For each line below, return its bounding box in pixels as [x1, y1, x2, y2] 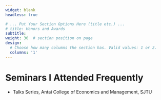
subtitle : [5, 31, 27, 36]
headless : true [5, 12, 38, 17]
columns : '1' [10, 49, 38, 55]
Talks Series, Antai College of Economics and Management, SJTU [12, 89, 152, 95]
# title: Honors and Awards [5, 26, 66, 31]
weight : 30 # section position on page [5, 36, 93, 41]
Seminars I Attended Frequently [5, 72, 144, 83]
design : [5, 40, 22, 46]
